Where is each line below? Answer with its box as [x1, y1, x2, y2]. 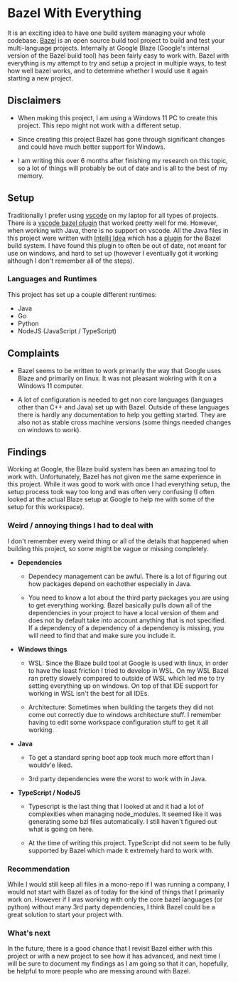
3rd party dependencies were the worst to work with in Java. [28, 774, 207, 783]
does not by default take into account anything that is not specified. [28, 616, 227, 625]
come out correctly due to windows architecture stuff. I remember [28, 710, 222, 719]
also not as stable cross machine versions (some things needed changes [17, 418, 232, 427]
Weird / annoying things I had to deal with [7, 521, 154, 531]
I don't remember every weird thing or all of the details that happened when [7, 536, 229, 545]
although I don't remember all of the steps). [7, 256, 135, 265]
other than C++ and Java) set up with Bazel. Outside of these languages [17, 402, 229, 411]
